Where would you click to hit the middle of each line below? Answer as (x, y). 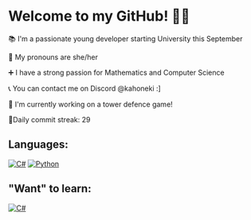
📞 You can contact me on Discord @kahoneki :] (84, 88)
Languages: (39, 145)
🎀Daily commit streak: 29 (49, 119)
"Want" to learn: (50, 189)
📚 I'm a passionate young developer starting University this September (125, 38)
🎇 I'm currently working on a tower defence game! (90, 104)
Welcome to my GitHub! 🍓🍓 (99, 16)
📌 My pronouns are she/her (53, 57)
